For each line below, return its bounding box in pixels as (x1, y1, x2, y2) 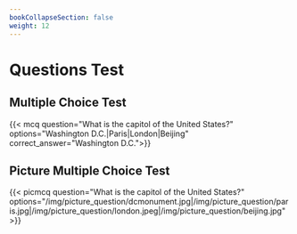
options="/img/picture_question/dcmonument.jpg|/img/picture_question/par (9, 197, 289, 207)
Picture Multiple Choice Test (9, 163, 170, 178)
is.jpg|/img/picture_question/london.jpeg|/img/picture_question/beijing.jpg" (9, 206, 286, 216)
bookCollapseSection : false (9, 12, 114, 22)
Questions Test (9, 60, 125, 80)
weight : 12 (9, 21, 50, 30)
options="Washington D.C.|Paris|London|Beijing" (9, 128, 189, 139)
